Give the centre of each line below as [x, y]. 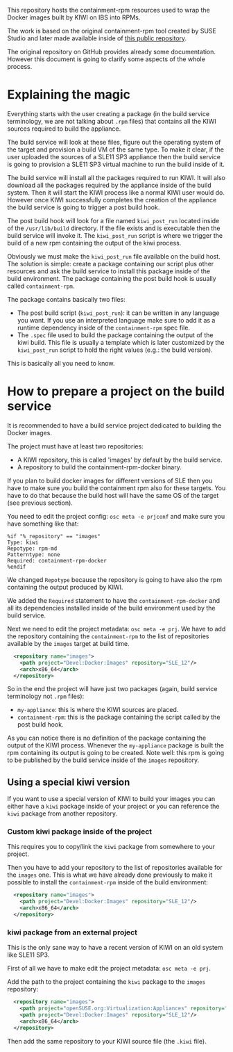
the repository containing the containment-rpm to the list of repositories [108, 636]
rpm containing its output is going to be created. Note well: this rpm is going [116, 753]
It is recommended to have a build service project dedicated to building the [114, 425]
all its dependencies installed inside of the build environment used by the [111, 608]
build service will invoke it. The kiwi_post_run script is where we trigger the [115, 235]
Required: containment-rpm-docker [57, 560]
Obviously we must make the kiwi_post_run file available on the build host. [114, 256]
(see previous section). [40, 503]
